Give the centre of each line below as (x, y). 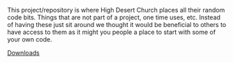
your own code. (30, 39)
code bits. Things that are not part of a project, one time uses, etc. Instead (114, 17)
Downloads (23, 53)
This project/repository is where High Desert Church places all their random (116, 10)
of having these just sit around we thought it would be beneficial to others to (117, 25)
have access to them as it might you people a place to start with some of (112, 32)
